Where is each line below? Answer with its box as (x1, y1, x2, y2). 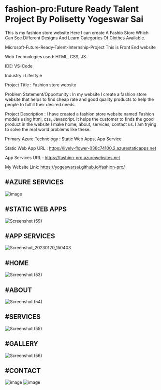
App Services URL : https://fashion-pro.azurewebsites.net (5, 154, 120, 161)
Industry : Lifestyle (5, 72, 43, 78)
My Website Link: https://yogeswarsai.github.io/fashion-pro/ (5, 164, 125, 170)
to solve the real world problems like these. (5, 126, 91, 132)
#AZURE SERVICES (5, 178, 64, 186)
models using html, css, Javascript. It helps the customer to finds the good (5, 116, 154, 122)
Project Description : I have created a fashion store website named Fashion (5, 111, 155, 117)
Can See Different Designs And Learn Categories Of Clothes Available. (5, 35, 146, 41)
